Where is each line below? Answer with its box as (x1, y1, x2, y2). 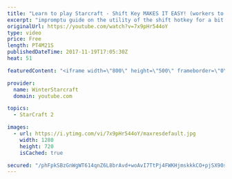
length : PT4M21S (7, 42, 54, 49)
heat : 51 (7, 55, 32, 62)
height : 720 (19, 143, 54, 150)
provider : (7, 80, 36, 87)
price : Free (7, 36, 41, 43)
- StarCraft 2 (13, 112, 54, 118)
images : (7, 124, 30, 131)
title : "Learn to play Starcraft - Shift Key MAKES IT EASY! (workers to (7, 10, 224, 17)
